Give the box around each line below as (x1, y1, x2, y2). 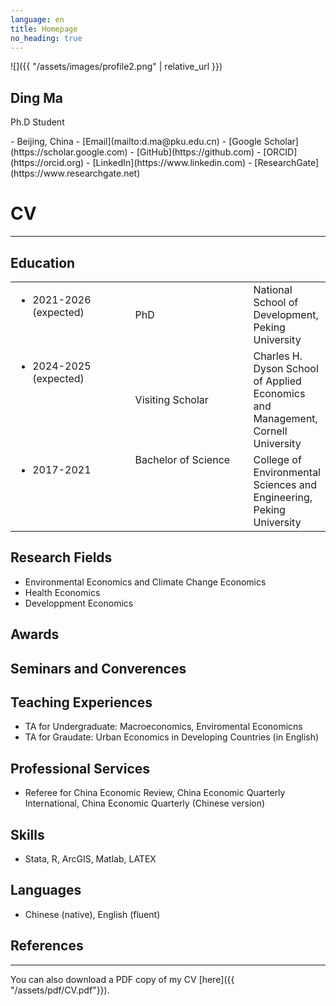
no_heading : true (10, 33, 83, 43)
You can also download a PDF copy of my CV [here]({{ (10, 973, 235, 985)
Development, (253, 307, 319, 321)
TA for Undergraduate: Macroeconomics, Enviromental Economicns (24, 721, 303, 733)
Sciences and (253, 477, 318, 491)
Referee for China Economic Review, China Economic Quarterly (24, 787, 286, 799)
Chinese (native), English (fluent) (24, 908, 161, 920)
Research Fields (10, 549, 113, 566)
